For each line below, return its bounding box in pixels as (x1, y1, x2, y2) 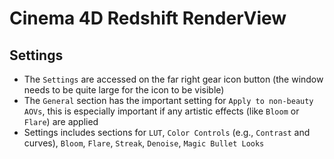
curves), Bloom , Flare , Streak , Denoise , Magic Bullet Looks (23, 137, 265, 149)
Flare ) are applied (23, 116, 99, 127)
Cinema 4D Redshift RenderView (9, 7, 287, 30)
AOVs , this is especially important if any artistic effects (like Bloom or (23, 105, 300, 117)
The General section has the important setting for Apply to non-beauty (23, 95, 314, 106)
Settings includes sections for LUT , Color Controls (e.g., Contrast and (23, 127, 311, 138)
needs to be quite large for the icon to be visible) (23, 84, 225, 96)
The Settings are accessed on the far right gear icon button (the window (23, 73, 324, 85)
